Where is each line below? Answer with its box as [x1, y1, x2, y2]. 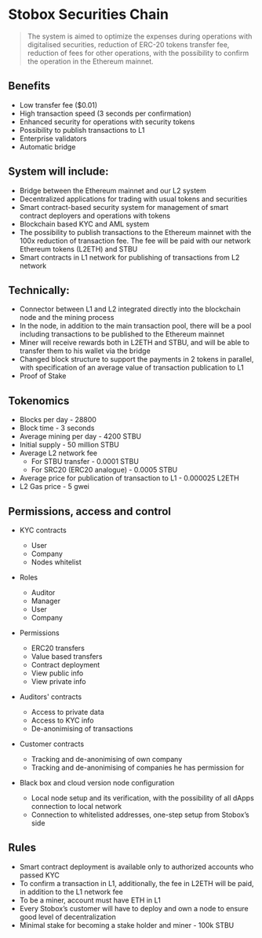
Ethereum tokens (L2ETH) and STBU [19, 244, 138, 253]
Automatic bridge [19, 142, 76, 151]
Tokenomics [8, 394, 70, 407]
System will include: [8, 165, 109, 178]
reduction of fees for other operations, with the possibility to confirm [27, 48, 249, 57]
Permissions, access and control [8, 505, 171, 518]
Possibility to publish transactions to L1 [19, 125, 145, 134]
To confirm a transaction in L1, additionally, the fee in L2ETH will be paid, [19, 878, 254, 888]
